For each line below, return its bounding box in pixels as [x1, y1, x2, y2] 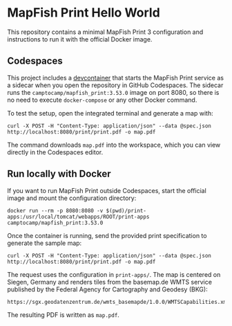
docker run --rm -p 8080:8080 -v [7, 207, 104, 214]
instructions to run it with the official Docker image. [7, 35, 153, 43]
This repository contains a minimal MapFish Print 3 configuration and [7, 28, 204, 36]
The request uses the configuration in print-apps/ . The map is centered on [7, 270, 221, 278]
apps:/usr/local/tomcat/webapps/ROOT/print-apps [7, 213, 150, 220]
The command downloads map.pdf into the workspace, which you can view [7, 141, 221, 149]
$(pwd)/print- [106, 207, 147, 214]
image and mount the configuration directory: [7, 194, 137, 202]
